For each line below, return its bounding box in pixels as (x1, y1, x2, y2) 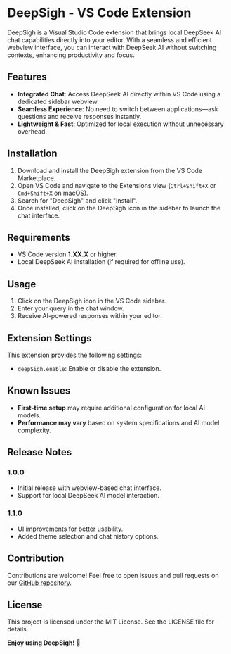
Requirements (7, 231, 70, 244)
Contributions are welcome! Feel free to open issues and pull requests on (7, 571, 219, 579)
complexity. (17, 426, 51, 434)
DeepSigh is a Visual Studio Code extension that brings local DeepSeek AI (7, 28, 222, 37)
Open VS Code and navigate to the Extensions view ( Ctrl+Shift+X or (17, 181, 216, 189)
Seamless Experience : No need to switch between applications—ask (17, 104, 219, 113)
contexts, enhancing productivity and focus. (7, 51, 135, 59)
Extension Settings (7, 332, 92, 344)
